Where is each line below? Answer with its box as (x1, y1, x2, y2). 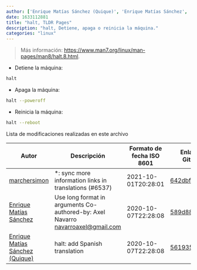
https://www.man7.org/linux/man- (64, 46, 145, 54)
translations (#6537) (55, 184, 113, 192)
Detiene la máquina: (14, 64, 63, 71)
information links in (55, 176, 107, 184)
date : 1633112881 (6, 14, 49, 20)
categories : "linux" (6, 31, 57, 36)
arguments (55, 201, 84, 209)
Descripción (70, 151, 106, 159)
